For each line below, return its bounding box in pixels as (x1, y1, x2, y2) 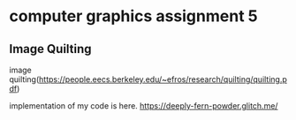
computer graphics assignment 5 (9, 6, 258, 26)
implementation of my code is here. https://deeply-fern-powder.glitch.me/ (9, 101, 278, 111)
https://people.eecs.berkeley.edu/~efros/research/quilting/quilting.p (38, 74, 287, 85)
